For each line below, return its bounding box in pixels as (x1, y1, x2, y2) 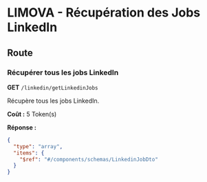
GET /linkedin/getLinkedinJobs (7, 83, 98, 91)
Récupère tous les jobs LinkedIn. (7, 97, 100, 105)
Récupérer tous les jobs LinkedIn (7, 68, 119, 77)
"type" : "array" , (13, 143, 63, 150)
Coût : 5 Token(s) (7, 110, 57, 118)
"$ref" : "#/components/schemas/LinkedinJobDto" (19, 156, 158, 163)
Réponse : (7, 123, 36, 132)
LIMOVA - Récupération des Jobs (7, 5, 201, 21)
